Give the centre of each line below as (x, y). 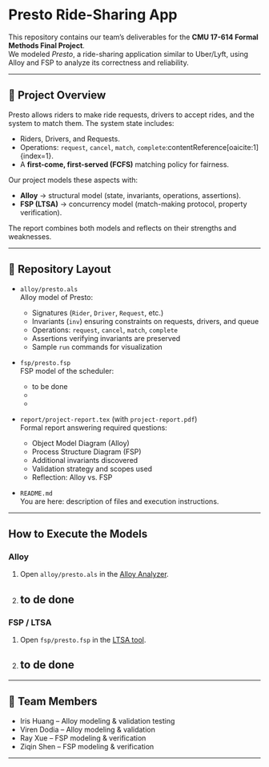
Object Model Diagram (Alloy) (80, 443)
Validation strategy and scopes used (92, 469)
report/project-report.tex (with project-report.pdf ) (108, 419)
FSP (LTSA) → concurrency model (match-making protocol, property (133, 204)
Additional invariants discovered (85, 460)
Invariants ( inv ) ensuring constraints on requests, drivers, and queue (145, 321)
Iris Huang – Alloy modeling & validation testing (97, 720)
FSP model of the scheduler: (67, 371)
